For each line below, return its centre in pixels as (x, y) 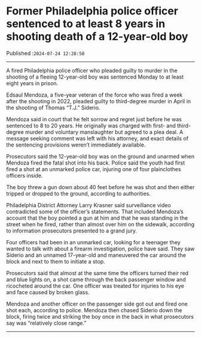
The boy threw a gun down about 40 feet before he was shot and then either (100, 187)
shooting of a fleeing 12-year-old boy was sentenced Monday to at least (95, 77)
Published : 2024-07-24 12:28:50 (45, 53)
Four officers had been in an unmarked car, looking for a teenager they (93, 242)
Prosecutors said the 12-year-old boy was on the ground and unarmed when (100, 156)
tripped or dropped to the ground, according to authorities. (79, 193)
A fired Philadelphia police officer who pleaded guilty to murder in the (92, 70)
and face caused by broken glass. (48, 292)
